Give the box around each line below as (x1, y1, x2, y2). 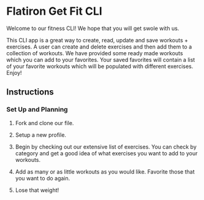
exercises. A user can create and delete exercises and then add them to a (6, 43, 192, 50)
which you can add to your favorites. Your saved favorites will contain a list (6, 56, 195, 63)
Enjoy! (6, 69, 23, 76)
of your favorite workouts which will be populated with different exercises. (6, 63, 194, 70)
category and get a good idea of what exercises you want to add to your (15, 149, 198, 157)
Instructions (6, 87, 54, 98)
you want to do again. (15, 174, 70, 182)
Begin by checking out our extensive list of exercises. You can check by (15, 143, 197, 150)
